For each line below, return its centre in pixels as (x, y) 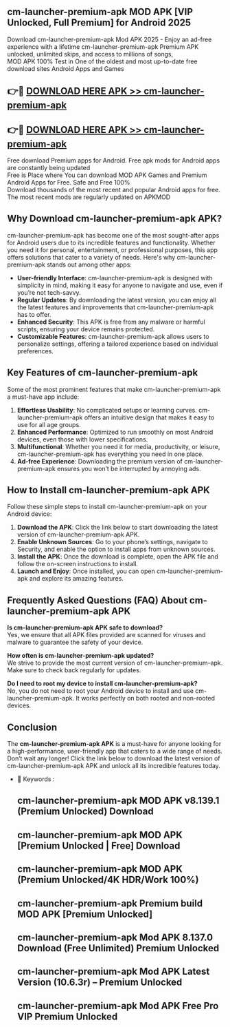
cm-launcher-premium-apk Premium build (110, 903)
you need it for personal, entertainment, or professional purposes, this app (113, 250)
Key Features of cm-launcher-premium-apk (103, 373)
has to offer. (34, 314)
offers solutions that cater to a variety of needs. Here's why (91, 257)
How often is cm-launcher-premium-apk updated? (81, 656)
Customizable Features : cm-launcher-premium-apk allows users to (113, 336)
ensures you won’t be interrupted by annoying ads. (129, 468)
